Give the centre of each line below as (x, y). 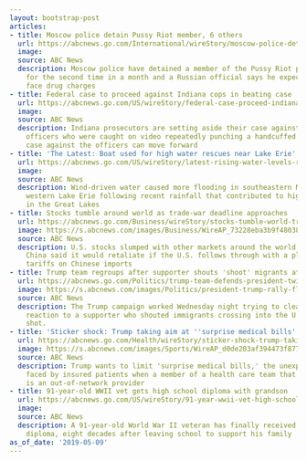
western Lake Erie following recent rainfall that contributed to (155, 196)
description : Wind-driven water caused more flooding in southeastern (155, 188)
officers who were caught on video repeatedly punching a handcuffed (161, 137)
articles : (28, 26)
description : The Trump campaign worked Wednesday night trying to (149, 307)
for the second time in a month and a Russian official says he (151, 78)
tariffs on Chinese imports (79, 264)
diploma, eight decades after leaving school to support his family (159, 434)
